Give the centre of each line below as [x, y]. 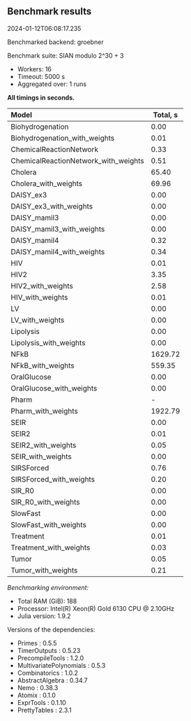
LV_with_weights [38, 320]
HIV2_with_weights [42, 286]
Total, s [166, 115]
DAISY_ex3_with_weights [52, 206]
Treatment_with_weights [51, 547]
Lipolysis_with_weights [48, 342]
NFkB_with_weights [43, 365]
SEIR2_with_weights [44, 445]
